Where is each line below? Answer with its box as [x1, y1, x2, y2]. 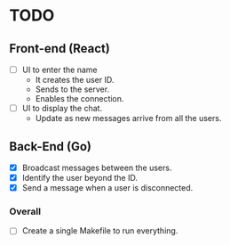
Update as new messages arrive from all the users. [35, 113, 222, 124]
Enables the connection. [35, 94, 124, 104]
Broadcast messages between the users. [21, 162, 172, 173]
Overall [9, 206, 42, 218]
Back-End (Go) [9, 139, 91, 154]
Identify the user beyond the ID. [21, 173, 138, 183]
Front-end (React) [9, 41, 111, 56]
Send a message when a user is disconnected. [21, 183, 194, 193]
